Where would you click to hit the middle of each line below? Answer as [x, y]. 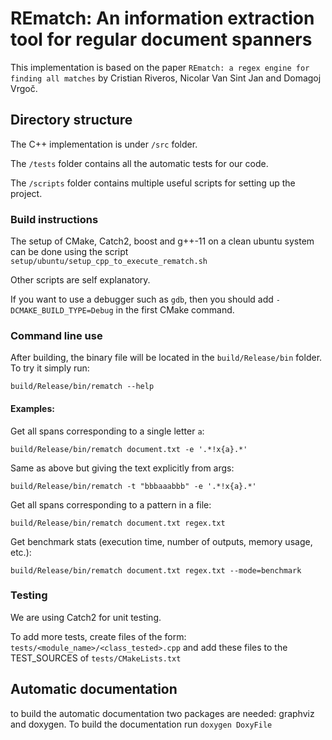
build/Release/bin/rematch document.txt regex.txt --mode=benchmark [156, 570]
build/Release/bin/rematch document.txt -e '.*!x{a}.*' [129, 449]
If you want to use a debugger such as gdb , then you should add [142, 299]
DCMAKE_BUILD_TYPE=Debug [62, 311]
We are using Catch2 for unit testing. [86, 617]
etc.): [21, 552]
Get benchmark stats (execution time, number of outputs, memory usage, [161, 541]
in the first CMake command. [175, 310]
